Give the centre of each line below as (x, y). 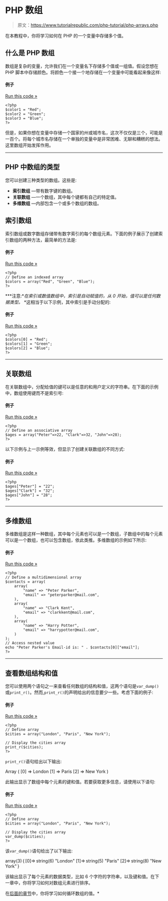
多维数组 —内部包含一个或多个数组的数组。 (57, 203)
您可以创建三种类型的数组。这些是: (41, 180)
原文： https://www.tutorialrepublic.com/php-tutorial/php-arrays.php (88, 25)
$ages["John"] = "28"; (29, 495)
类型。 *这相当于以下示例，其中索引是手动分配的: (60, 302)
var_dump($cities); (25, 837)
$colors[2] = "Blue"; (28, 348)
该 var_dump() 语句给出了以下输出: (39, 851)
